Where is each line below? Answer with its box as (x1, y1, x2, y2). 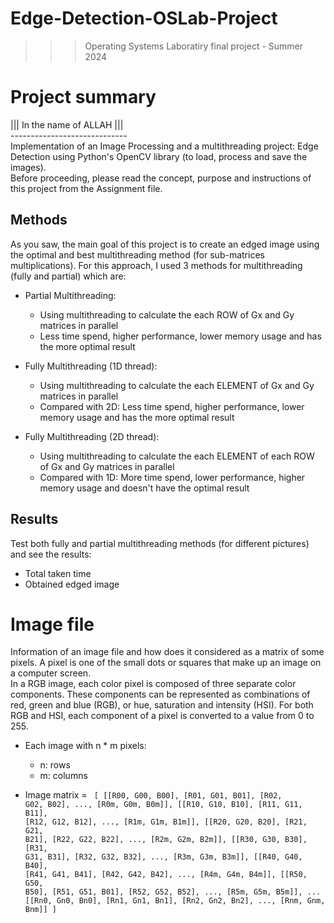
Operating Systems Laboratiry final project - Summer (84, 40, 304, 52)
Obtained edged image (24, 578, 120, 590)
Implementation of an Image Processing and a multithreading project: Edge (10, 140, 319, 152)
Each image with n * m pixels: (24, 740, 147, 752)
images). (10, 161, 47, 173)
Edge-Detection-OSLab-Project (10, 7, 278, 30)
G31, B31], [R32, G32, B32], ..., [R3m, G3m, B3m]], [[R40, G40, (24, 852, 303, 862)
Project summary (10, 86, 157, 109)
